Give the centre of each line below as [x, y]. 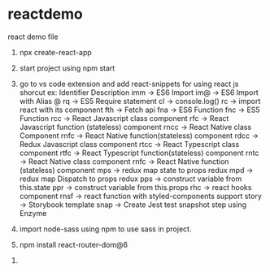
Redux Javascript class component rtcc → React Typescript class [129, 144]
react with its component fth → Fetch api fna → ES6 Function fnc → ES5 [140, 110]
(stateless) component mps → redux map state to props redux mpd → [136, 170]
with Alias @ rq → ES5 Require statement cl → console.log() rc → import [140, 101]
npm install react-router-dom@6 [73, 244]
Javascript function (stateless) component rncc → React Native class [135, 127]
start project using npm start [67, 68]
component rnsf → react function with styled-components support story [140, 196]
